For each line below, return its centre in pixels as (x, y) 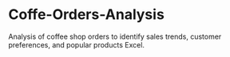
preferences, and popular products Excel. (77, 44)
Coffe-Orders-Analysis (87, 15)
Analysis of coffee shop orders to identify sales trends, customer (115, 36)
